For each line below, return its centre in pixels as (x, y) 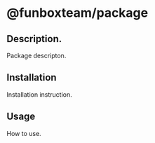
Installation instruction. (39, 94)
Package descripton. (36, 55)
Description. (34, 39)
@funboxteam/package (77, 13)
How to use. (24, 133)
